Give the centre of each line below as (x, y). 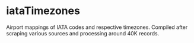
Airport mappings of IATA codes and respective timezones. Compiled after (97, 27)
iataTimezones (43, 11)
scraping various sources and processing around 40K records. (83, 33)
